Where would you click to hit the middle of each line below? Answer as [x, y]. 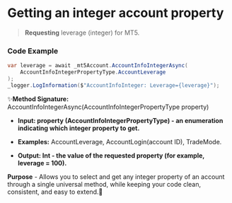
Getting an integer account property [116, 13]
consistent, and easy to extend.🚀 [55, 192]
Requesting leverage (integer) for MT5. [82, 33]
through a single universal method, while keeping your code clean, [104, 184]
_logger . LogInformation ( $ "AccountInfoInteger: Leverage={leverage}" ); [114, 85]
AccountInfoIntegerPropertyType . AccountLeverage [93, 72]
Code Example [33, 51]
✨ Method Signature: [38, 99]
